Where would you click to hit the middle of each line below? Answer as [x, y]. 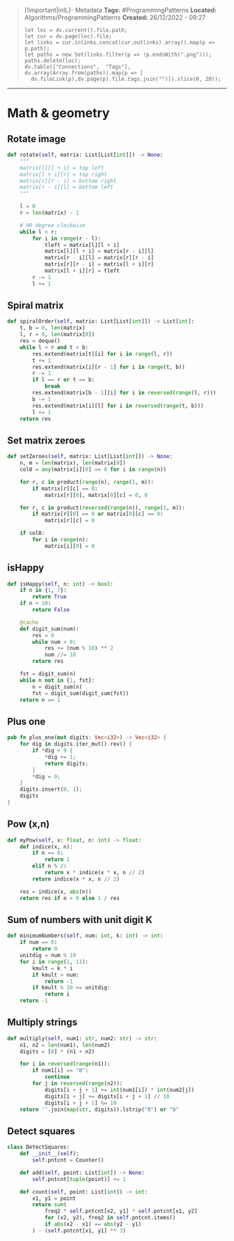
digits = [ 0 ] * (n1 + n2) [57, 1051]
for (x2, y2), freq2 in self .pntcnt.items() [110, 1218]
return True [50, 597]
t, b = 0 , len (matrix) [53, 328]
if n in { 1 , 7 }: [44, 591]
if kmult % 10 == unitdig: [71, 988]
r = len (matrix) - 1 [49, 213]
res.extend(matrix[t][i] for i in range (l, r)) [102, 354]
